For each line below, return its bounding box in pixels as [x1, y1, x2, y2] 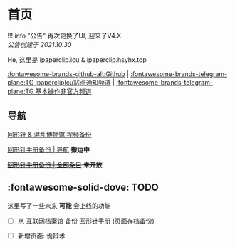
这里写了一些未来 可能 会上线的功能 [7, 201, 111, 210]
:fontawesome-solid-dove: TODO [7, 182, 159, 194]
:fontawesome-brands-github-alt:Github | [7, 69, 130, 78]
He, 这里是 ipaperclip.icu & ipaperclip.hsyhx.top [7, 55, 147, 64]
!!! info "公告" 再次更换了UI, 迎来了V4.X [7, 31, 122, 40]
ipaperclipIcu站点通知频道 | [35, 78, 115, 86]
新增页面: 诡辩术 [17, 231, 66, 240]
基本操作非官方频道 [35, 87, 92, 95]
